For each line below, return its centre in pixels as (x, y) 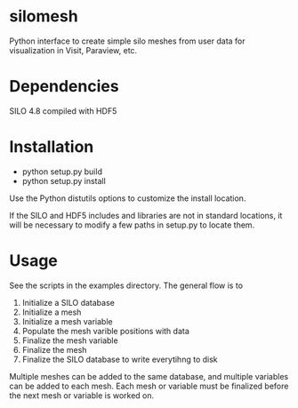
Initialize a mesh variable (67, 321)
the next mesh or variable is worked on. (82, 395)
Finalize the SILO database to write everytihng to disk (120, 359)
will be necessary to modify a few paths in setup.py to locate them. (132, 225)
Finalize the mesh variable (70, 340)
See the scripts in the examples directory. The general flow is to (126, 285)
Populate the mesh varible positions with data (105, 331)
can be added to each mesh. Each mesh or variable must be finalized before (149, 386)
